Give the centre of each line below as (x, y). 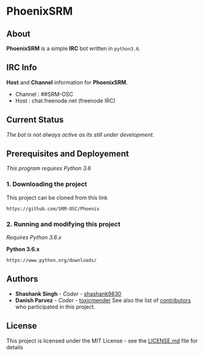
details (15, 347)
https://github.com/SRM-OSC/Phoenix (53, 209)
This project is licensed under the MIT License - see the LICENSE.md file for (102, 341)
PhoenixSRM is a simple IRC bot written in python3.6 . (73, 48)
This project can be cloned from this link (57, 197)
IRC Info (22, 67)
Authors (22, 279)
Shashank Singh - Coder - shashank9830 (68, 294)
